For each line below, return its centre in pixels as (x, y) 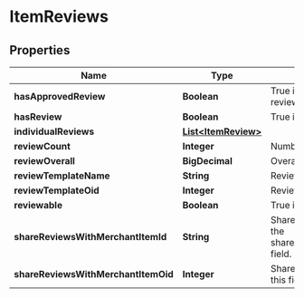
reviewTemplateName (62, 176)
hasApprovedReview (60, 96)
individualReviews (54, 131)
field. (281, 254)
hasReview (38, 117)
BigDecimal (207, 161)
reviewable (38, 205)
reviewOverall (44, 161)
